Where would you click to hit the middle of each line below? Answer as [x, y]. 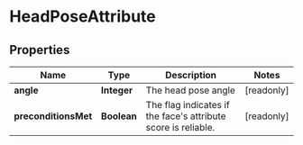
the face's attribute [186, 116]
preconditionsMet [53, 116]
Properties [40, 50]
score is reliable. [180, 127]
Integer [117, 90]
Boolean [119, 116]
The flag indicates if [188, 105]
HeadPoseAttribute [83, 17]
